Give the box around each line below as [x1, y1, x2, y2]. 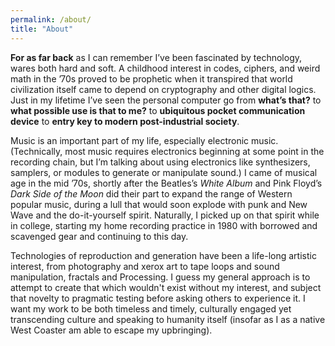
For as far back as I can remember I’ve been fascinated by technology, [10, 51, 303, 63]
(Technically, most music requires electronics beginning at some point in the [10, 145, 325, 157]
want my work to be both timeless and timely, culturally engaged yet [10, 302, 292, 315]
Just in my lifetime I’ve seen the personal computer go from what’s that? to [10, 94, 322, 106]
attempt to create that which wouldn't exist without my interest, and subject [10, 281, 322, 293]
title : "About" [10, 24, 74, 34]
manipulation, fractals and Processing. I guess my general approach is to [10, 271, 311, 283]
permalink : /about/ [10, 14, 92, 25]
